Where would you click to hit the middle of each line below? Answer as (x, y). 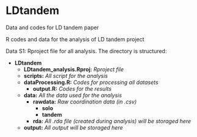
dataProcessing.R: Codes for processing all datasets (91, 82)
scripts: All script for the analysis (66, 76)
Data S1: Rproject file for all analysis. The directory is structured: (86, 51)
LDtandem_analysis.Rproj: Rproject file (74, 69)
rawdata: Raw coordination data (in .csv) (85, 102)
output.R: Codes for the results (72, 88)
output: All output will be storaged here (73, 127)
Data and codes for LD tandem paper (52, 27)
